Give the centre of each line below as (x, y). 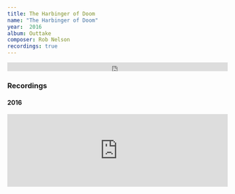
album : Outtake (29, 33)
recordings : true (33, 46)
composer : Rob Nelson (39, 40)
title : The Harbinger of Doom (51, 14)
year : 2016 (24, 27)
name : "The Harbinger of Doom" (53, 20)
